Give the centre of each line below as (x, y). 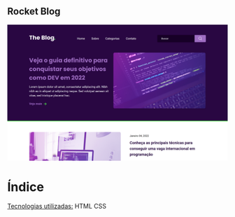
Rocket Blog (34, 12)
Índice (26, 187)
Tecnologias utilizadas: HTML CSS (57, 206)
